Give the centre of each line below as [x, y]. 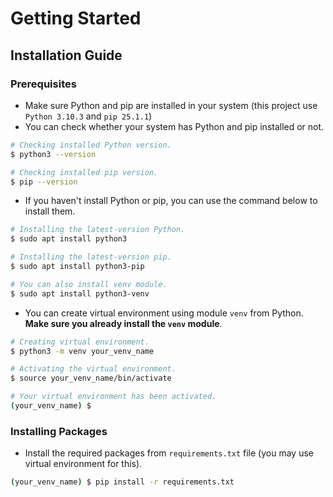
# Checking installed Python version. [91, 145]
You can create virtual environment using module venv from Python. [164, 313]
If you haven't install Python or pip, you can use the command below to [171, 201]
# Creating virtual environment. [80, 342]
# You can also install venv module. [89, 284]
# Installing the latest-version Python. [98, 230]
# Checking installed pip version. [84, 172]
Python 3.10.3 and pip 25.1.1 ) [88, 116]
